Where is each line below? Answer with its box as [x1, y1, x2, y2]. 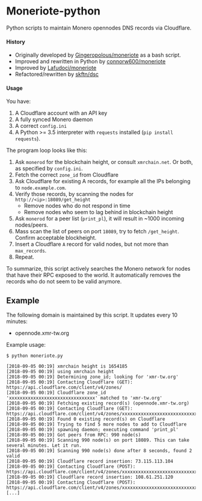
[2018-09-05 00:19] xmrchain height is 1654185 [6, 364, 128, 370]
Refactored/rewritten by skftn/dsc [14, 71, 99, 78]
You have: [6, 98, 31, 105]
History [6, 38, 26, 45]
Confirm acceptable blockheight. [14, 234, 97, 242]
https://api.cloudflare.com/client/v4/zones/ [6, 385, 122, 391]
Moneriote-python [6, 4, 101, 18]
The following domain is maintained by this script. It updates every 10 [6, 312, 178, 319]
